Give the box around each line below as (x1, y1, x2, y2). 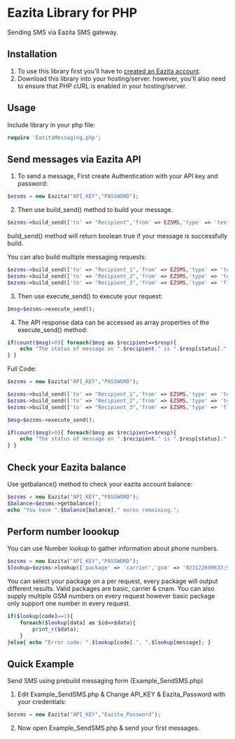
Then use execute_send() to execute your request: (17, 292, 163, 300)
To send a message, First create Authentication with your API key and (17, 172, 218, 180)
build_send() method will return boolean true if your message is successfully (7, 232, 228, 240)
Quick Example (7, 658, 75, 670)
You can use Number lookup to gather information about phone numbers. (7, 544, 219, 553)
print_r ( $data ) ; (32, 626, 80, 633)
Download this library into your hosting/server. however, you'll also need (17, 74, 226, 82)
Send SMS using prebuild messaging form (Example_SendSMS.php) (7, 677, 204, 685)
